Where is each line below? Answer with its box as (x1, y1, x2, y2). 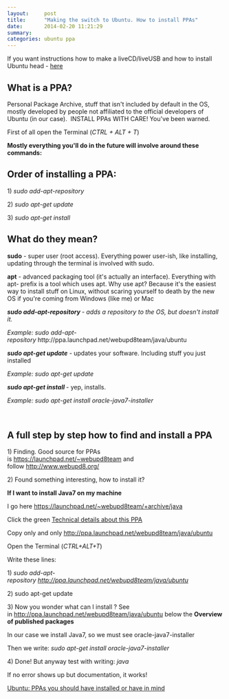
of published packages (7, 617, 74, 626)
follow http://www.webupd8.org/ (7, 462, 100, 471)
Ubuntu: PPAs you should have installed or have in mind (7, 684, 165, 692)
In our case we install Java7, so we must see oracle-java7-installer (7, 631, 195, 639)
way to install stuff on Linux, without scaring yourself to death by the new (7, 287, 215, 295)
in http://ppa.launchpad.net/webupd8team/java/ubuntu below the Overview (7, 610, 223, 619)
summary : (7, 29, 32, 36)
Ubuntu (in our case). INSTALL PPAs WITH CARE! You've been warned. (7, 114, 210, 122)
